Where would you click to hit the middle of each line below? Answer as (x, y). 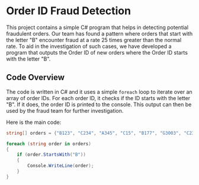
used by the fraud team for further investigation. (65, 110)
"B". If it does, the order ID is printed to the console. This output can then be (99, 104)
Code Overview (36, 77)
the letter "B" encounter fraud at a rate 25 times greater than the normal (94, 40)
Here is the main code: (34, 122)
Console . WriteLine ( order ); (61, 166)
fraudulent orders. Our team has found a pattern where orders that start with (99, 33)
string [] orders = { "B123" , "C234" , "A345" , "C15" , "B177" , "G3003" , (94, 133)
